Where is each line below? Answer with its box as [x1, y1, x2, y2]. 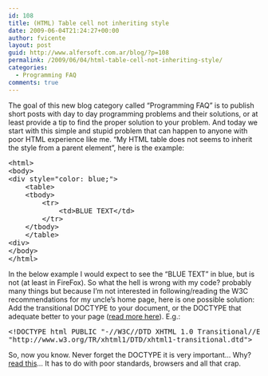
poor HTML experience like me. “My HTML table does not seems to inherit [8, 134, 253, 144]
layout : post [8, 42, 52, 49]
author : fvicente [8, 34, 66, 42]
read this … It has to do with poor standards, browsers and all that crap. [8, 358, 242, 368]
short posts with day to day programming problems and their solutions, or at [8, 109, 258, 118]
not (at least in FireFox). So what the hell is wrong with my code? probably [8, 277, 252, 287]
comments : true [8, 78, 59, 86]
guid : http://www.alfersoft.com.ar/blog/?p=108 [8, 49, 170, 57]
